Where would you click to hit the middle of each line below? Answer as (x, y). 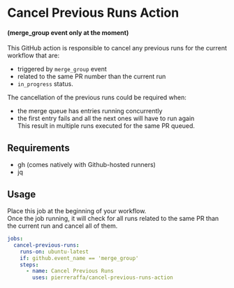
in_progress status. (45, 84)
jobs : (15, 239)
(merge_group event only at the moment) (68, 32)
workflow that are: (34, 56)
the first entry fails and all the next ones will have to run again (106, 118)
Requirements (38, 148)
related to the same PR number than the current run (92, 77)
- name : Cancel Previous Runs (70, 271)
